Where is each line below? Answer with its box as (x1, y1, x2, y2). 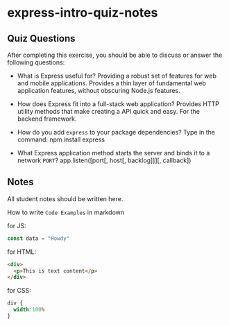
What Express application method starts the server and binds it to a (17, 149, 210, 157)
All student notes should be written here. (7, 194, 124, 203)
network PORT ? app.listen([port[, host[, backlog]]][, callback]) (17, 156, 192, 164)
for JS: (7, 221, 26, 230)
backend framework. (17, 114, 77, 123)
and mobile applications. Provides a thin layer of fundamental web (17, 79, 207, 87)
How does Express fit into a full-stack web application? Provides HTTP (17, 100, 220, 108)
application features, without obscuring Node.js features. (17, 87, 180, 94)
